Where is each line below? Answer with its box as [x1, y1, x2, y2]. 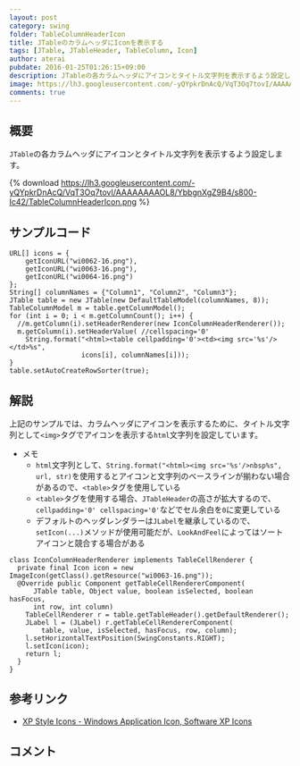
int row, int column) [32, 602, 114, 611]
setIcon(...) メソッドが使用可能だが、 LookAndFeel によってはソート [35, 526, 284, 537]
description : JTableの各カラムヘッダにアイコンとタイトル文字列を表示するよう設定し [9, 72, 291, 80]
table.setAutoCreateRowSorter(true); [9, 366, 150, 375]
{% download [9, 178, 60, 189]
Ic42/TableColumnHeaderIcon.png [9, 197, 137, 207]
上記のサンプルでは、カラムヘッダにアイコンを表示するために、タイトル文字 [9, 417, 290, 429]
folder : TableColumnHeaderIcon [9, 29, 126, 38]
